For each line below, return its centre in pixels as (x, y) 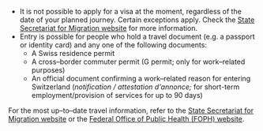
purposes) (48, 70)
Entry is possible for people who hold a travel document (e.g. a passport (137, 36)
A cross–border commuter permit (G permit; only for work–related (138, 62)
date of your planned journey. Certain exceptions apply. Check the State (137, 20)
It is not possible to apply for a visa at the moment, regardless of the (131, 11)
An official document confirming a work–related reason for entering (141, 79)
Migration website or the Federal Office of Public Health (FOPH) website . (126, 119)
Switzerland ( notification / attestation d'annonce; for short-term (135, 87)
